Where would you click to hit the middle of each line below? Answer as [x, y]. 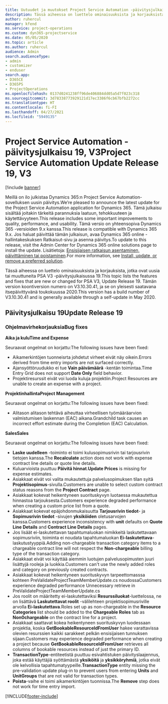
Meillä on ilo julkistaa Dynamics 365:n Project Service [60, 197]
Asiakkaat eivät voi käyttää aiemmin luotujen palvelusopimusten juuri [83, 559]
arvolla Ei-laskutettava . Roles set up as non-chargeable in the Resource [86, 607]
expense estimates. [32, 474]
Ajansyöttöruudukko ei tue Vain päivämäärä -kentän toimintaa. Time [82, 368]
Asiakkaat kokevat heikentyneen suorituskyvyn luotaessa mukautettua [85, 495]
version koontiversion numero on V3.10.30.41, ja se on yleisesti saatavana [81, 286]
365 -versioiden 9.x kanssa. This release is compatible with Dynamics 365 [81, 229]
